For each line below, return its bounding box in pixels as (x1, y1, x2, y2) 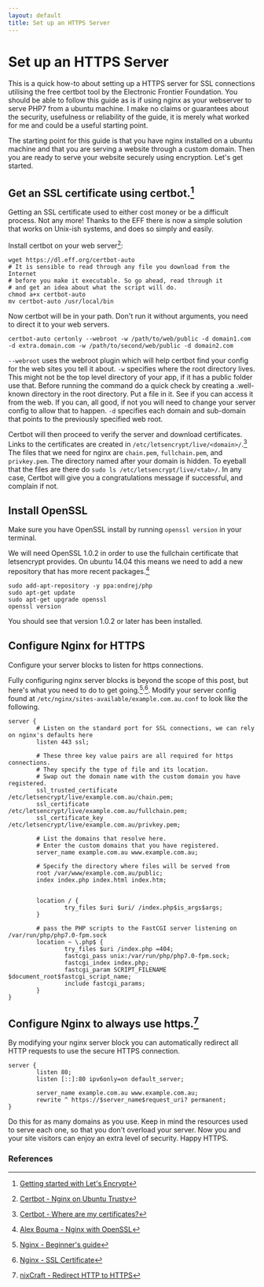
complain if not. (8, 481, 59, 491)
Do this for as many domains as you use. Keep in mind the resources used (8, 1117, 248, 1126)
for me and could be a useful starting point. (8, 121, 148, 130)
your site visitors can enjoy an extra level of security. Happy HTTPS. (8, 1133, 229, 1143)
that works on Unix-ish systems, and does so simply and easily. (8, 224, 214, 233)
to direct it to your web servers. (8, 319, 110, 329)
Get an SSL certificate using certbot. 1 (8, 184, 195, 200)
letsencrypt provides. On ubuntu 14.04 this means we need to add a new (8, 557, 244, 566)
